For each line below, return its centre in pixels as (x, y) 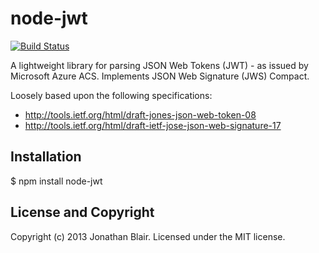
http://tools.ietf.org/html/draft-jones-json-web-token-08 (140, 114)
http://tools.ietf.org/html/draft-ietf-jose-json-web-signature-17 (153, 125)
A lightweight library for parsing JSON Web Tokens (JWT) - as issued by (159, 65)
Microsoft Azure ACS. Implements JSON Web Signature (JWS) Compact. (160, 76)
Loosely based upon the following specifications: (111, 95)
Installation (46, 157)
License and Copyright (82, 212)
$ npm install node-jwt (56, 181)
